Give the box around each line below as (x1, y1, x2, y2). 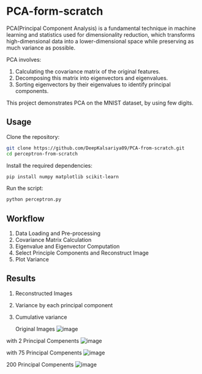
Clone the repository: (6, 133, 60, 140)
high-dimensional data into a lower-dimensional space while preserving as (6, 37, 194, 45)
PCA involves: (6, 56, 42, 63)
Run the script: (6, 185, 43, 192)
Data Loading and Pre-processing (15, 230, 101, 237)
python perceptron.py (6, 196, 62, 203)
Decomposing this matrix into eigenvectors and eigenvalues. (15, 74, 168, 81)
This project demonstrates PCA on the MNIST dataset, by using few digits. (6, 99, 194, 107)
